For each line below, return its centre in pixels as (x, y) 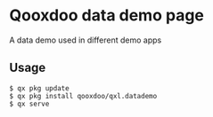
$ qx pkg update (39, 88)
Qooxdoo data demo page (107, 16)
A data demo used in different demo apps (86, 40)
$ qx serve (29, 104)
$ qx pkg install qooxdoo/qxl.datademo (83, 96)
